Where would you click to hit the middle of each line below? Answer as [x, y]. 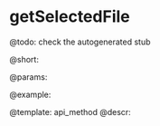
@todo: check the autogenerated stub [80, 42]
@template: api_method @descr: [70, 111]
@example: [30, 94]
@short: [24, 59]
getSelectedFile [70, 17]
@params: [28, 77]
